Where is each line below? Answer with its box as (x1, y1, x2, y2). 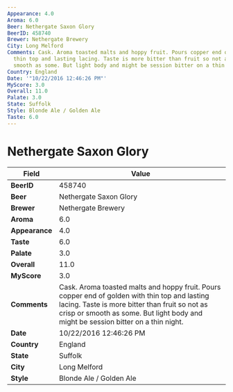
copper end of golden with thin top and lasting (58, 291, 209, 300)
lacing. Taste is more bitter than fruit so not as (58, 300, 208, 309)
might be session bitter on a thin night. (58, 317, 184, 327)
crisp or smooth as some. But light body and (58, 308, 203, 318)
